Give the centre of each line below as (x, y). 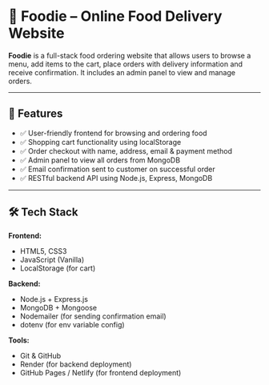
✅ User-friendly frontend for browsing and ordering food (113, 133)
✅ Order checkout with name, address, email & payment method (126, 150)
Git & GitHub (40, 355)
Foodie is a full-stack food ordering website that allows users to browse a (130, 55)
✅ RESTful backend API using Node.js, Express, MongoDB (116, 178)
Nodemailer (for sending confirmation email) (93, 316)
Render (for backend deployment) (76, 364)
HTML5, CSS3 (43, 251)
